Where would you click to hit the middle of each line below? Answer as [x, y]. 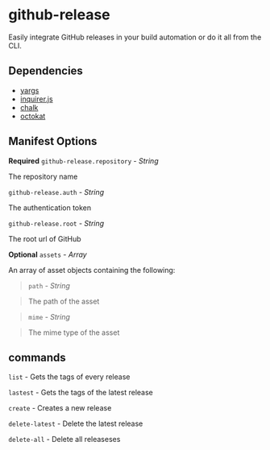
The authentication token [50, 208]
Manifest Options [53, 141]
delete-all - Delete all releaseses [64, 440]
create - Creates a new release [60, 408]
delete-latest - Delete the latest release [76, 423]
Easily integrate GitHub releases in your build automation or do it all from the [135, 37]
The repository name [43, 176]
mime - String [49, 316]
